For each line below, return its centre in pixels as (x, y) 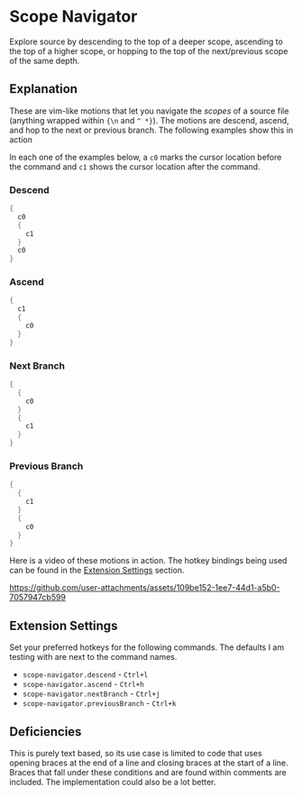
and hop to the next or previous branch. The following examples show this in (151, 130)
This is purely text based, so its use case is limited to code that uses (136, 753)
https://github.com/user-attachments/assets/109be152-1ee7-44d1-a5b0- (145, 588)
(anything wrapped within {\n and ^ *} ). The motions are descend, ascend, (150, 120)
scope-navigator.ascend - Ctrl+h (83, 684)
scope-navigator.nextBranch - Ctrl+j (91, 694)
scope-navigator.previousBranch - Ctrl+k (99, 703)
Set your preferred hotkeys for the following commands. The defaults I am (147, 647)
